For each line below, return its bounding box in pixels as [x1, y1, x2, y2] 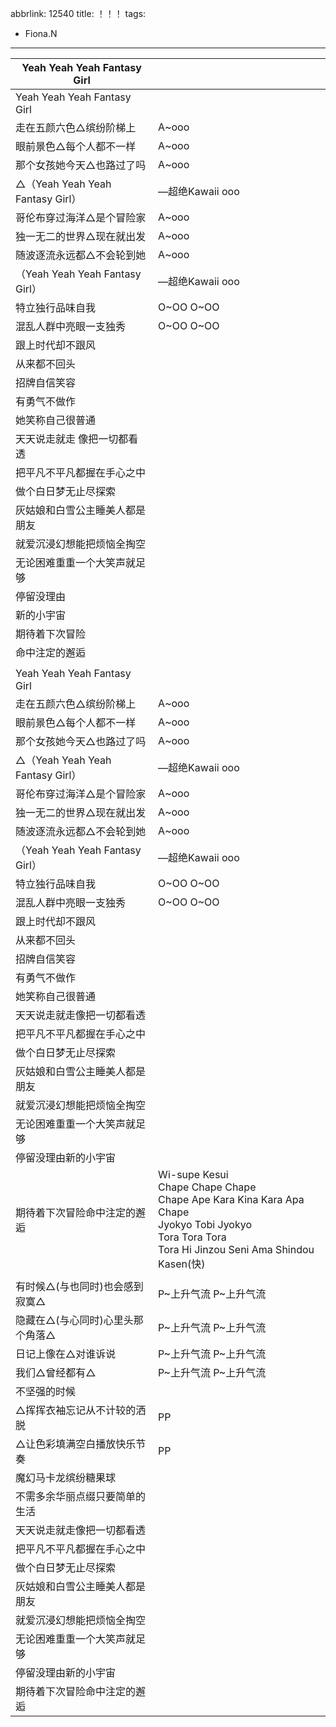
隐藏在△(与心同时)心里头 [15, 1313, 134, 1327]
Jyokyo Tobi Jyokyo [158, 1218, 252, 1231]
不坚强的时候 [15, 1385, 77, 1398]
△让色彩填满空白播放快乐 [15, 1437, 137, 1451]
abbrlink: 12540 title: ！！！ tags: [10, 8, 147, 19]
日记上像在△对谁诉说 [15, 1347, 117, 1361]
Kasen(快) [158, 1257, 206, 1271]
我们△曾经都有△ [15, 1366, 97, 1379]
